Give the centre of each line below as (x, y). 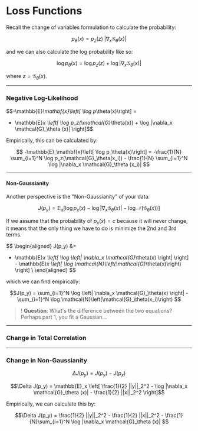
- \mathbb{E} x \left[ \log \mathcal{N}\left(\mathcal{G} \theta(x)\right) (98, 264)
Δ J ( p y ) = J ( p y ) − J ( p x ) (99, 374)
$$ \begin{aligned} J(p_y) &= (41, 246)
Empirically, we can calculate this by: (51, 404)
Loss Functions (44, 11)
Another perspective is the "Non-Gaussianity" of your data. (78, 196)
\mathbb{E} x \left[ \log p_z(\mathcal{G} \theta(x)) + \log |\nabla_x (93, 122)
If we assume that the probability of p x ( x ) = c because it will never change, (97, 221)
